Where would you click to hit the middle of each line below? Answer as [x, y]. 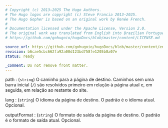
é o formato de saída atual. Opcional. [43, 120]
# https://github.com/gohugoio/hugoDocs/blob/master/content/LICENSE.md [82, 38]
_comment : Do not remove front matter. [47, 65]
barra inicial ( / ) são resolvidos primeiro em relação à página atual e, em [79, 85]
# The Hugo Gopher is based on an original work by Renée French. [76, 19]
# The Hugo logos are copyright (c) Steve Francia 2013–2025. [71, 15]
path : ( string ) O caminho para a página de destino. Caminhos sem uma [79, 80]
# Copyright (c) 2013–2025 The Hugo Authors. [53, 10]
